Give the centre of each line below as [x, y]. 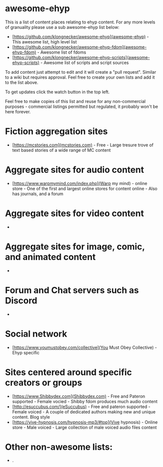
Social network [36, 334]
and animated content [50, 257]
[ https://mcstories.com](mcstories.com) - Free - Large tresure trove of [83, 145]
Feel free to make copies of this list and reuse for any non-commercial [75, 101]
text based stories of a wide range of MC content [61, 150]
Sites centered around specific [69, 372]
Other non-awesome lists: [59, 447]
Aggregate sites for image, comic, [75, 246]
